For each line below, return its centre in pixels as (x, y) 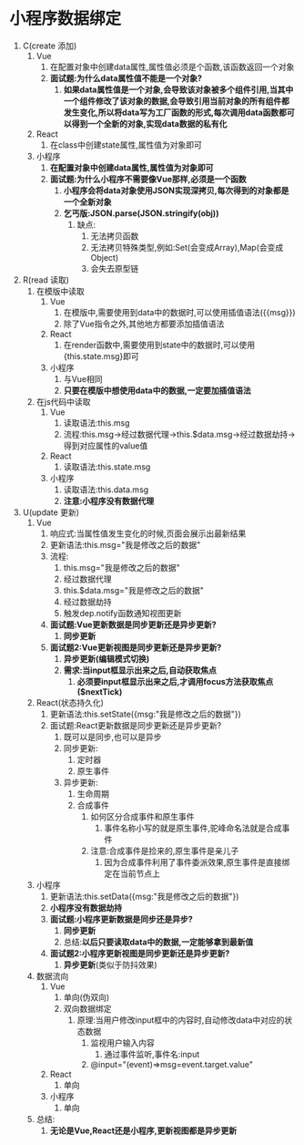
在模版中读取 (60, 291)
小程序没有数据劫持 (86, 907)
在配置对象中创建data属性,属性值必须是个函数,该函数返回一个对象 (172, 67)
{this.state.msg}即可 (101, 356)
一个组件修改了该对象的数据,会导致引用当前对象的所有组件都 (176, 100)
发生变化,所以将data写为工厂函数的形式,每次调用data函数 (171, 112)
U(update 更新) (51, 512)
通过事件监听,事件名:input (152, 1054)
